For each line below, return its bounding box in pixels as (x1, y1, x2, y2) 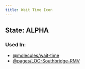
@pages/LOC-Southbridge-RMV (12, 58, 80, 64)
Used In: (5, 41, 26, 48)
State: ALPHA (5, 26, 49, 35)
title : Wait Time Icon (5, 7, 53, 13)
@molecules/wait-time (12, 52, 59, 58)
